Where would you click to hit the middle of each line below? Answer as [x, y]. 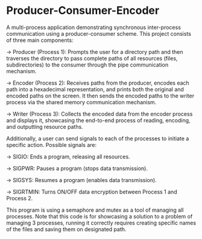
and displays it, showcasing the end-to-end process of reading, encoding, [99, 120]
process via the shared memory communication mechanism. [81, 102]
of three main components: [40, 40]
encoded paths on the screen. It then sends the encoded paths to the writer [100, 96]
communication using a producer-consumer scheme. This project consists [99, 33]
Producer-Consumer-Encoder [83, 11]
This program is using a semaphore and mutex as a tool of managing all [95, 210]
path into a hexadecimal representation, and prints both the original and [95, 89]
